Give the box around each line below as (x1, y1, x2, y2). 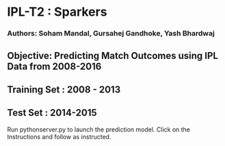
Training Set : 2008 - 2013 (7, 84, 121, 95)
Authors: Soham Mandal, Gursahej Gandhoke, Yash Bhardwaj (7, 29, 215, 38)
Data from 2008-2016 (7, 60, 102, 72)
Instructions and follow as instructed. (7, 132, 111, 141)
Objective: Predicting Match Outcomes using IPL (7, 49, 219, 62)
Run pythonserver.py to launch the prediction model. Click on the (7, 125, 190, 134)
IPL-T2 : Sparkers (7, 4, 107, 20)
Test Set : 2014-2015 (7, 107, 97, 119)
